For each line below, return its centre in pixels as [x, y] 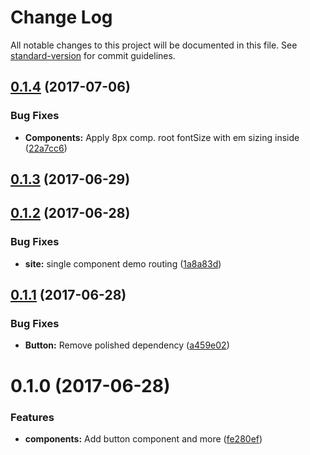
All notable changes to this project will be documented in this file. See [154, 45]
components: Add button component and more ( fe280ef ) [143, 438]
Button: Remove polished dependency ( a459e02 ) [127, 345]
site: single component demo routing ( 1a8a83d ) [123, 263]
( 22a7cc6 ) [46, 148]
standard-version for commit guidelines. [93, 55]
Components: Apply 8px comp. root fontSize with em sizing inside [162, 137]
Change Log [61, 17]
